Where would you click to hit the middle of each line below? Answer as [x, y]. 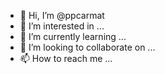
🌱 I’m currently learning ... [73, 36]
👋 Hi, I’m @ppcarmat [62, 15]
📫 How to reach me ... [66, 58]
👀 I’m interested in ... [62, 26]
